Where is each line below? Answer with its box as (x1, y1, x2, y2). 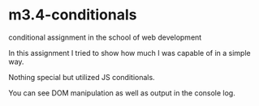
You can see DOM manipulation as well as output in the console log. (8, 87, 235, 98)
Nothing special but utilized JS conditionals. (8, 72, 156, 82)
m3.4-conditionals (8, 6, 137, 24)
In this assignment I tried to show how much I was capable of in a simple (8, 48, 251, 57)
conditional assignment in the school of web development (8, 32, 202, 42)
